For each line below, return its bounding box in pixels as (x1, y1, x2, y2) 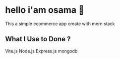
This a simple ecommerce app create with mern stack (5, 21, 115, 27)
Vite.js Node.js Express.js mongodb (5, 48, 78, 54)
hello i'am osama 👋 (5, 4, 84, 16)
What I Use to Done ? (5, 35, 71, 43)
